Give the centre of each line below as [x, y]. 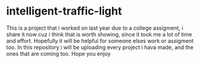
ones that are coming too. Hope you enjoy [58, 53]
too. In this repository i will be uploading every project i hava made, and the [100, 47]
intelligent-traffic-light [64, 11]
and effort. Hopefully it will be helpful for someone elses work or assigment [100, 41]
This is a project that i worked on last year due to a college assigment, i [95, 28]
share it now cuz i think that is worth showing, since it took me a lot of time [99, 34]
